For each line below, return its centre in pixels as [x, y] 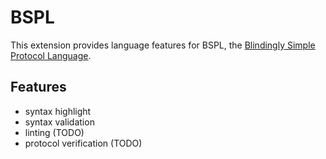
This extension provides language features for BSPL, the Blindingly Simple [163, 45]
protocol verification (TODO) [83, 143]
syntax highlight [58, 111]
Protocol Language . [51, 55]
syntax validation [59, 122]
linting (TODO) [54, 132]
